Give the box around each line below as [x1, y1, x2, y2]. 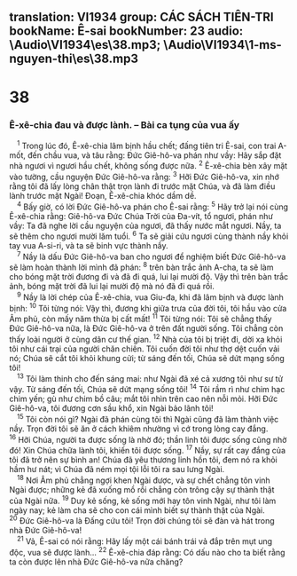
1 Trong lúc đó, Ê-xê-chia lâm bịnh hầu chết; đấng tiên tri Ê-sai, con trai [17, 138, 277, 151]
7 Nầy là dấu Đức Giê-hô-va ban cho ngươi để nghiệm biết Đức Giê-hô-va [17, 250, 286, 262]
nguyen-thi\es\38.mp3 [9, 51, 139, 67]
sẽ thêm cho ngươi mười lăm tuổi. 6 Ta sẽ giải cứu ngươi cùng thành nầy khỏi [9, 229, 289, 241]
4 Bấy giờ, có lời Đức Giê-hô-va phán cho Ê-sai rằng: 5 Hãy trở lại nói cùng [17, 200, 289, 212]
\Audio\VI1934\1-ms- [162, 37, 282, 52]
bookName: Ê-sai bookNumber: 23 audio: [9, 24, 244, 39]
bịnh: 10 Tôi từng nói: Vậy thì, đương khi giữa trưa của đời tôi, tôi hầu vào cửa [9, 302, 287, 313]
